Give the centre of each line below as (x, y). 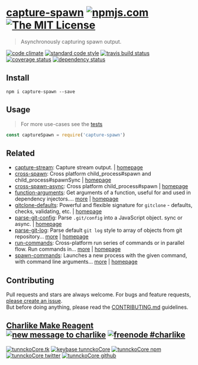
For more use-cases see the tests (61, 124)
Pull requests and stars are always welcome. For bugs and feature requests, (98, 295)
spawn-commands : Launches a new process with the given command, (101, 256)
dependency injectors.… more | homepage (66, 199)
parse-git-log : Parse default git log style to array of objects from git (98, 230)
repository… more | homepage (51, 237)
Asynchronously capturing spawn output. (71, 41)
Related (21, 153)
